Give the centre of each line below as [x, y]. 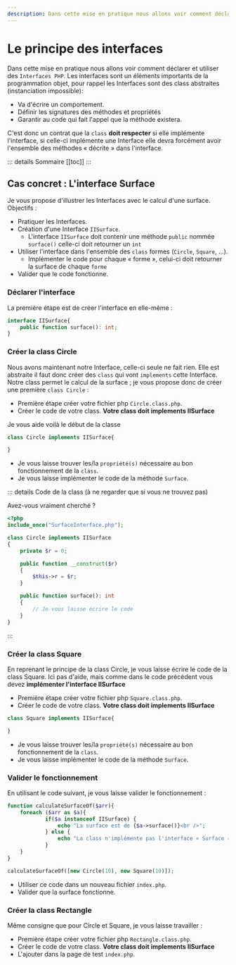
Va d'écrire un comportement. [61, 104]
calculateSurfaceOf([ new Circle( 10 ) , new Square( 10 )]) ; [91, 871]
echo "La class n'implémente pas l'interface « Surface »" [145, 839]
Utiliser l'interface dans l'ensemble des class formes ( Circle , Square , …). [123, 251]
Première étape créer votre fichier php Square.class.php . [100, 697]
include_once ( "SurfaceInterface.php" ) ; [66, 525]
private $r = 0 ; [44, 551]
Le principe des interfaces [85, 48]
